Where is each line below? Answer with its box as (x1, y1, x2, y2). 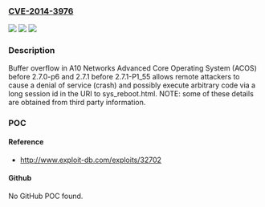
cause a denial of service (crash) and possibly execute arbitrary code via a (8, 80, 255, 90)
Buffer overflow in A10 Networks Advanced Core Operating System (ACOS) (8, 63, 257, 73)
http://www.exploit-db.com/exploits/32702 (19, 155, 162, 164)
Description (8, 45, 55, 56)
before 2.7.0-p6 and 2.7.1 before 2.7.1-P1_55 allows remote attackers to (8, 71, 240, 81)
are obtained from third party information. (8, 97, 146, 107)
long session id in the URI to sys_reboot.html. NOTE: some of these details (8, 88, 255, 98)
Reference (8, 137, 44, 147)
